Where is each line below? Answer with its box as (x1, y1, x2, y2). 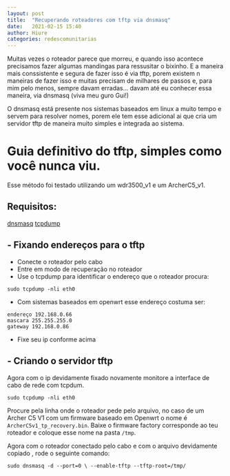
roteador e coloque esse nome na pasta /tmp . (7, 428, 136, 437)
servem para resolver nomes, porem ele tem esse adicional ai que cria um (7, 112, 217, 121)
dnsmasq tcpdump (7, 219, 61, 228)
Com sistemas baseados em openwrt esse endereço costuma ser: (17, 297, 205, 306)
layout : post (7, 10, 45, 17)
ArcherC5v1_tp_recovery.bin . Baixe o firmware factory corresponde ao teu (7, 421, 218, 429)
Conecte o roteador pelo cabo (17, 257, 103, 266)
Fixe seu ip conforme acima (17, 335, 96, 344)
